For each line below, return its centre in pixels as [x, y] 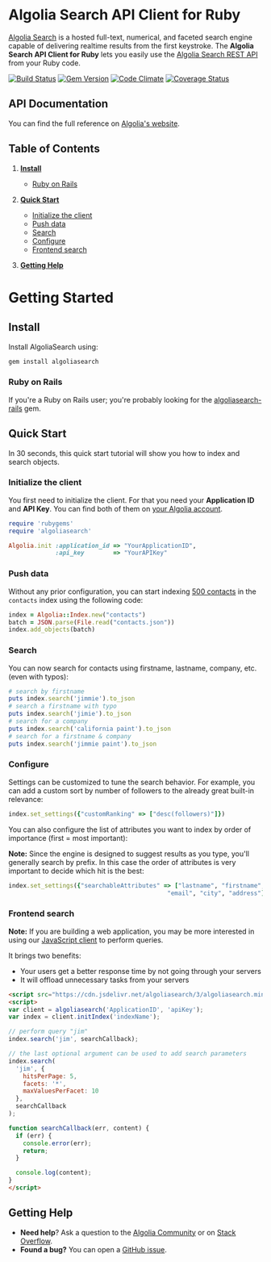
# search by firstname [46, 692]
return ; [35, 1151]
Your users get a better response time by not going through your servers [141, 971]
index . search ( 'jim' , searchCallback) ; [73, 1039]
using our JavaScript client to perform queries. [86, 940]
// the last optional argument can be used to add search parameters [128, 1054]
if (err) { [34, 1135]
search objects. [34, 462]
